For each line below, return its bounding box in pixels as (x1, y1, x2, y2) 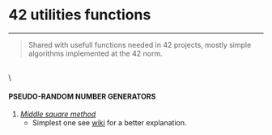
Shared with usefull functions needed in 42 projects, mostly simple (28, 40, 252, 49)
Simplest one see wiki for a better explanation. (32, 118, 187, 128)
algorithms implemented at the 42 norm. (28, 49, 164, 58)
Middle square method (19, 109, 96, 119)
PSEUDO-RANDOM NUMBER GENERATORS (8, 91, 156, 101)
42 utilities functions (8, 6, 151, 24)
